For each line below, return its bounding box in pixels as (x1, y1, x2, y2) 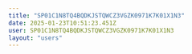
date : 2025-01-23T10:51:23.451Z (8, 19, 116, 27)
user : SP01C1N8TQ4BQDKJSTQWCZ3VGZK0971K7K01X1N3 (8, 26, 174, 34)
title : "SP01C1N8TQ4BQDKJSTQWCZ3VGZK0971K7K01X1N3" (8, 11, 185, 20)
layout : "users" (8, 33, 63, 42)
